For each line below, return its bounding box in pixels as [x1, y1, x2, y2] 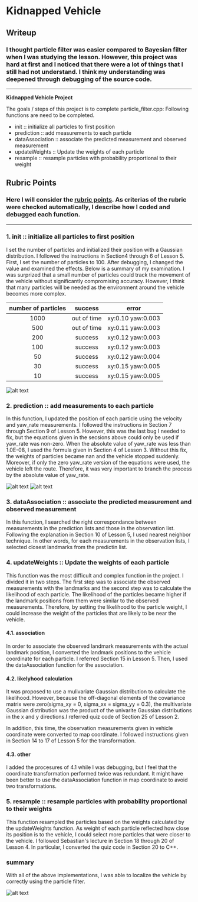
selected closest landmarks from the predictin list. [6, 544, 128, 551]
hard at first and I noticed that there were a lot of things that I [6, 60, 184, 69]
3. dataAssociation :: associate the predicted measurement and [6, 498, 192, 506]
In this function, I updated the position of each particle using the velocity [6, 415, 183, 422]
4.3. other [6, 751, 31, 758]
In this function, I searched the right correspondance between [6, 518, 157, 525]
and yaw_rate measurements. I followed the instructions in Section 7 [6, 421, 172, 429]
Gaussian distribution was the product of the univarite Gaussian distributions [6, 707, 192, 714]
